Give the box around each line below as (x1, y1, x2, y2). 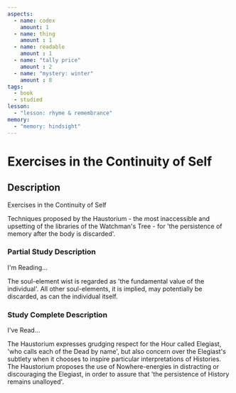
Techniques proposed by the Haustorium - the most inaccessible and (7, 214, 210, 222)
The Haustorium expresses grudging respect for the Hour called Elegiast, (7, 340, 222, 348)
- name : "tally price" (14, 57, 81, 64)
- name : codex (14, 17, 55, 24)
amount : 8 (20, 76, 53, 84)
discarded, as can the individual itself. (7, 292, 119, 301)
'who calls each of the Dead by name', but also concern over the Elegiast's (7, 348, 226, 356)
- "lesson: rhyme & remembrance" (14, 109, 113, 117)
